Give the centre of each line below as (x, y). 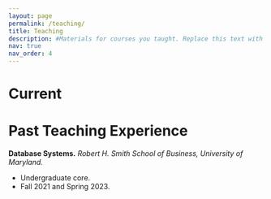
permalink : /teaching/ (47, 24)
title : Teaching (36, 31)
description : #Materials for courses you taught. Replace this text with (136, 39)
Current (35, 94)
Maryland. (26, 162)
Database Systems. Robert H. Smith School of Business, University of (126, 154)
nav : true (25, 46)
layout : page (30, 16)
